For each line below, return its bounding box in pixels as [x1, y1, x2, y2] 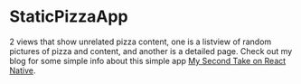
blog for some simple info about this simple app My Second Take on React [9, 55, 287, 66]
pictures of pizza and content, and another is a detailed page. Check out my [9, 45, 293, 56]
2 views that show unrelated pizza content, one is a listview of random [9, 36, 272, 47]
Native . [9, 65, 36, 76]
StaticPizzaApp [9, 6, 128, 27]
